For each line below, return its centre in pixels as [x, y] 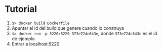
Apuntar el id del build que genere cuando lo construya [68, 28]
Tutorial [21, 9]
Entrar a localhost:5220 [36, 44]
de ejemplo [23, 39]
